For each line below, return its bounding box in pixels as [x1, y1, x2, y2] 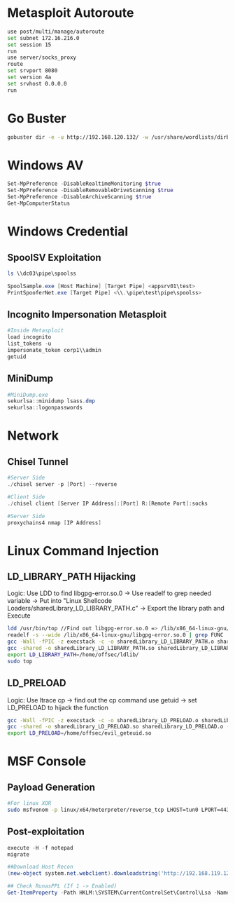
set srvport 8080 [7, 67, 58, 74]
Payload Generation [7, 781, 96, 793]
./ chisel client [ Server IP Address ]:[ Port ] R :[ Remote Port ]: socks [7, 500, 208, 507]
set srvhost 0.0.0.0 [7, 80, 68, 87]
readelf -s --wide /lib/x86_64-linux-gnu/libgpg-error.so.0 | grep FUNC [7, 632, 224, 639]
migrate [7, 850, 30, 858]
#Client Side [7, 493, 45, 501]
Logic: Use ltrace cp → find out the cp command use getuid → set [7, 695, 197, 704]
